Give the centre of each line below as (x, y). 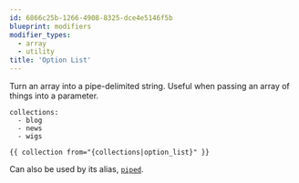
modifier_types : (40, 35)
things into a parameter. (54, 96)
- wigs (30, 137)
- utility (36, 52)
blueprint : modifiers (51, 26)
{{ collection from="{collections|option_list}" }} (109, 152)
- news (30, 128)
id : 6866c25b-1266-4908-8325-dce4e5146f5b (91, 18)
